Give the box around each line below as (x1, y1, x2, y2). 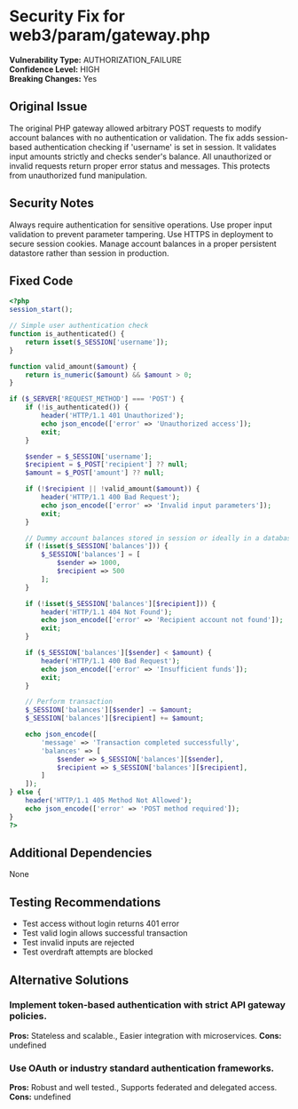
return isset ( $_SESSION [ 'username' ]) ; (25, 338, 169, 347)
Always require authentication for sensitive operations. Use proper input (9, 219, 272, 230)
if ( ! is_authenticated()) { (25, 403, 129, 412)
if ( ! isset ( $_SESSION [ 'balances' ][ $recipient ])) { (25, 599, 216, 608)
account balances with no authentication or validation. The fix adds (9, 132, 255, 143)
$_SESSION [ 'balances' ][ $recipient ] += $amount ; (25, 714, 204, 723)
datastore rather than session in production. (9, 247, 170, 259)
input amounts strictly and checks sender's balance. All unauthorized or (9, 151, 272, 162)
